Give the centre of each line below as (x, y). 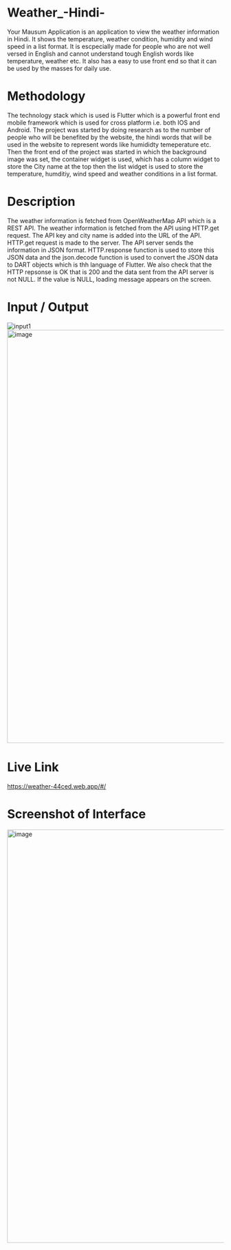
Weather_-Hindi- (56, 13)
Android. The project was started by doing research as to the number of (109, 129)
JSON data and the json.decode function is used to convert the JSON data (113, 257)
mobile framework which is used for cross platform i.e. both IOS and (104, 123)
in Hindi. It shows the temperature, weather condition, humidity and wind (110, 39)
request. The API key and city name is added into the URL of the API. (104, 235)
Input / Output (48, 307)
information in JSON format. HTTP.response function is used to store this (111, 250)
